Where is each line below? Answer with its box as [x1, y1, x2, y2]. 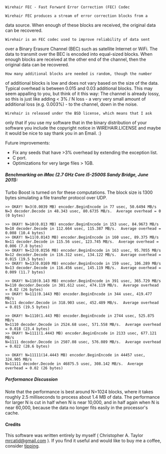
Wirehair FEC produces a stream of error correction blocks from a [5, 13, 148, 18]
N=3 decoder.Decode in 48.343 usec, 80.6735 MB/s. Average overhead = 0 [5, 208, 162, 214]
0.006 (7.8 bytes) [5, 243, 43, 249]
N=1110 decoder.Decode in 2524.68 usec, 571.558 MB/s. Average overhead [5, 322, 162, 327]
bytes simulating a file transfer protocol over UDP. [5, 194, 107, 200]
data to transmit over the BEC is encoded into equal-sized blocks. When [5, 51, 153, 57]
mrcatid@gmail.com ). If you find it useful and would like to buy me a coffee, [5, 438, 162, 444]
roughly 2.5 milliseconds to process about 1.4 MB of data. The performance [5, 394, 160, 400]
